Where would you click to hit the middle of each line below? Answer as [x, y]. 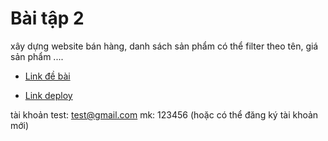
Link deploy [48, 95]
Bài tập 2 [47, 18]
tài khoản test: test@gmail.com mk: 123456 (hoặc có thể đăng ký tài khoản [164, 114]
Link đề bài [47, 76]
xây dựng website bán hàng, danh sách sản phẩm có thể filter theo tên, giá [164, 46]
